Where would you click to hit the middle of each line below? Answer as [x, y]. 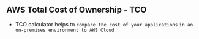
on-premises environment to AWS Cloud [65, 30]
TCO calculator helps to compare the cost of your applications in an [104, 24]
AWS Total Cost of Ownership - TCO [77, 10]
